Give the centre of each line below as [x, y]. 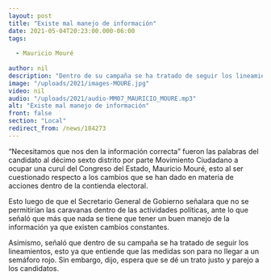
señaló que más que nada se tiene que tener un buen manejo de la [119, 218]
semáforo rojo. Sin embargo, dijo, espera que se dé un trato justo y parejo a [134, 260]
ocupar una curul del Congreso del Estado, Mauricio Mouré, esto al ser [126, 168]
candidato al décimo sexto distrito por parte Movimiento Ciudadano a [123, 160]
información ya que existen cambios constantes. [89, 227]
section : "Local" [38, 121]
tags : [17, 38]
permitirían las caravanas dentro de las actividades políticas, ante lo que [128, 210]
